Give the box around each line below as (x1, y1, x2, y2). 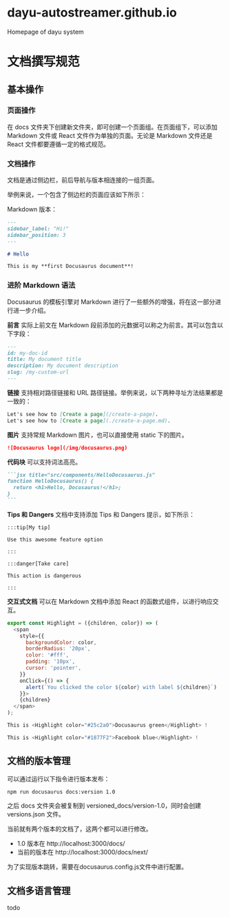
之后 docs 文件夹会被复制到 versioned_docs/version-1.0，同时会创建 (7, 801, 202, 810)
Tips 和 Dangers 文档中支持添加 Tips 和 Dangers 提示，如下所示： (7, 510, 195, 518)
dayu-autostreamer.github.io (7, 5, 177, 21)
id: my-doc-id (7, 349, 48, 356)
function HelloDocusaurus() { (7, 477, 94, 485)
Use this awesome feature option (7, 536, 103, 543)
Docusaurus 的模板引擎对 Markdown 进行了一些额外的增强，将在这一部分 (7, 298, 216, 306)
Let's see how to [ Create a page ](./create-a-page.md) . (7, 417, 171, 424)
